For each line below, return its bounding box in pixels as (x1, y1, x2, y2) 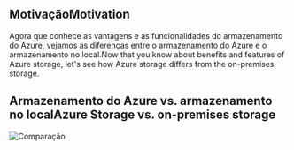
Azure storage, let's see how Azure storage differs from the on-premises (9, 58, 275, 69)
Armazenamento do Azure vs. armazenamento (9, 94, 273, 109)
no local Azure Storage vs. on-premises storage (9, 108, 276, 123)
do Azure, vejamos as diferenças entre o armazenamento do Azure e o (9, 40, 267, 50)
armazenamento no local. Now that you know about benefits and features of (9, 49, 285, 60)
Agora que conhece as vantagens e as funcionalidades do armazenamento (9, 30, 283, 41)
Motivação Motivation (9, 7, 130, 22)
